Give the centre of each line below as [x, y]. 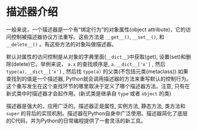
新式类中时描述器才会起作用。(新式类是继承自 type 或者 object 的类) [89, 93]
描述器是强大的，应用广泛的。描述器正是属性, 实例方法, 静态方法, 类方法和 [96, 106]
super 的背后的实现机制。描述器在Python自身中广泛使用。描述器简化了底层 [97, 113]
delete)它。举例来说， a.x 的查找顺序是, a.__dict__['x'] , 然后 [89, 64]
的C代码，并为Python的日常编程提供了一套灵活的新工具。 [76, 121]
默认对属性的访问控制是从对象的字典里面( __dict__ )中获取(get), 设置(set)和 [96, 56]
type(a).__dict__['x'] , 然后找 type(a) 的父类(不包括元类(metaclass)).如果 [97, 71]
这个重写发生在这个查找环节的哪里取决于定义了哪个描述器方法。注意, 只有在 [98, 86]
